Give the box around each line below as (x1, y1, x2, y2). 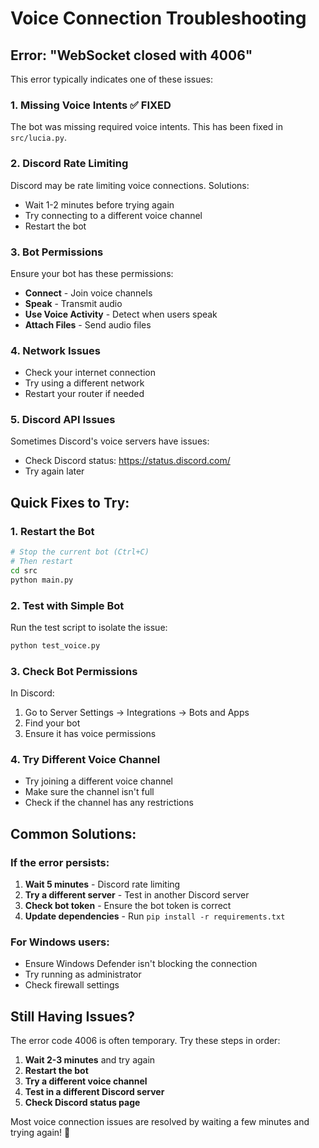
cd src (10, 565, 38, 576)
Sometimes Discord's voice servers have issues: (10, 435, 210, 447)
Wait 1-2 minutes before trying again (24, 198, 175, 211)
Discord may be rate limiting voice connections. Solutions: (10, 179, 250, 191)
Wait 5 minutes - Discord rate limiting (24, 878, 181, 891)
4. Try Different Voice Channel (10, 753, 161, 767)
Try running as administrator (24, 968, 142, 981)
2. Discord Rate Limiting (10, 157, 129, 171)
